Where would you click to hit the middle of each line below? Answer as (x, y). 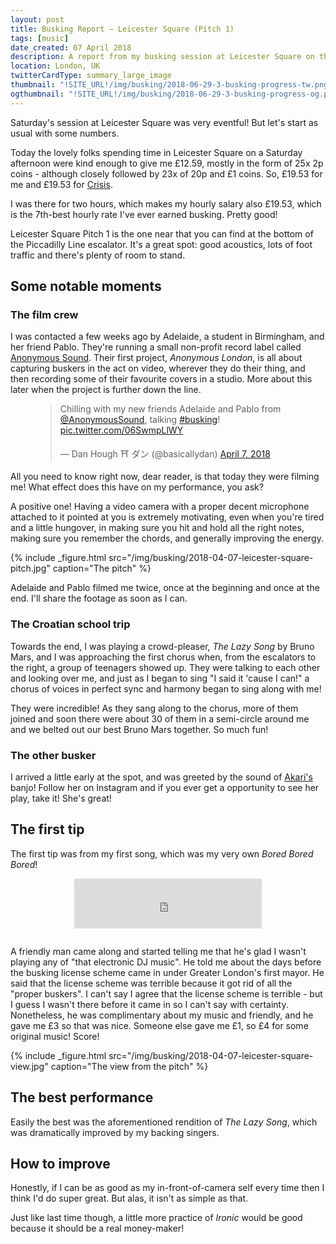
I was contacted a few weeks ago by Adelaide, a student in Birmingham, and (167, 337)
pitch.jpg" (30, 568)
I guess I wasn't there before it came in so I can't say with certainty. (149, 1004)
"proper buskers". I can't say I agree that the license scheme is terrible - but (166, 993)
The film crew (44, 314)
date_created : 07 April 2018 (71, 47)
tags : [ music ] (40, 38)
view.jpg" (29, 1066)
